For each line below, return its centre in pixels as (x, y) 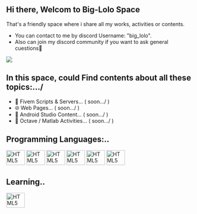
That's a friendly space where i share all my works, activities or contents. (96, 24)
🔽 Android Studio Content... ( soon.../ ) (61, 114)
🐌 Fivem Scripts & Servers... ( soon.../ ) (62, 101)
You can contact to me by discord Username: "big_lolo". (83, 36)
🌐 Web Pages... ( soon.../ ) (47, 108)
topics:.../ (25, 87)
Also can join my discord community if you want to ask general (92, 41)
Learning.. (26, 182)
